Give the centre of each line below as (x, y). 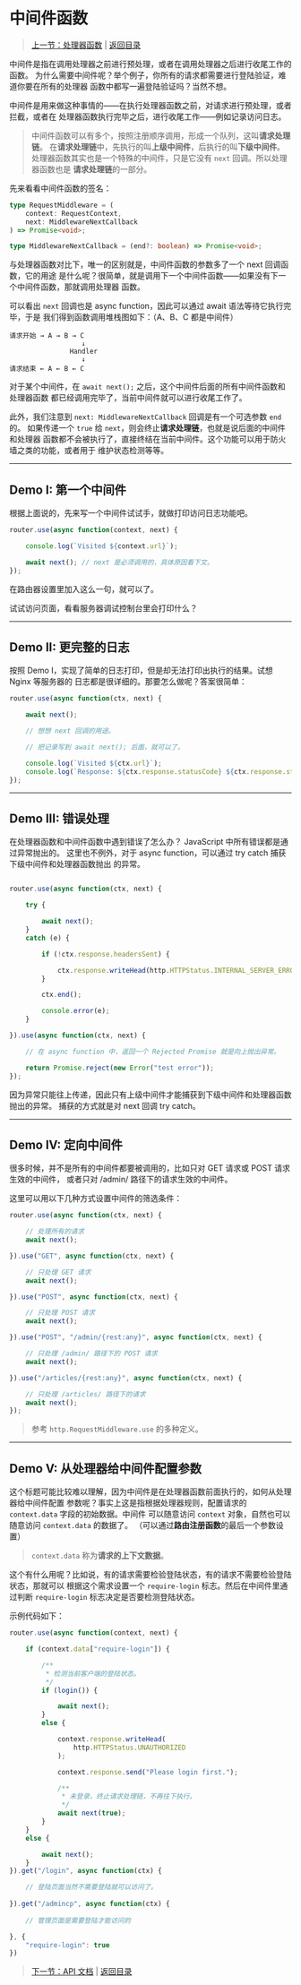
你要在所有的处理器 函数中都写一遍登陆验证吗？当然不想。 (124, 86)
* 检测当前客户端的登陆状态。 (93, 1673)
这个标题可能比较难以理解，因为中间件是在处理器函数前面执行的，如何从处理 (150, 1491)
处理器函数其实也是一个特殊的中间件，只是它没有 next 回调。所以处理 (159, 158)
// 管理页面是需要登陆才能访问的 (78, 1921)
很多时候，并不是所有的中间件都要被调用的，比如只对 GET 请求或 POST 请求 (150, 1168)
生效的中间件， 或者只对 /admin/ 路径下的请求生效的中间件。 (121, 1180)
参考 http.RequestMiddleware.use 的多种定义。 (117, 1429)
